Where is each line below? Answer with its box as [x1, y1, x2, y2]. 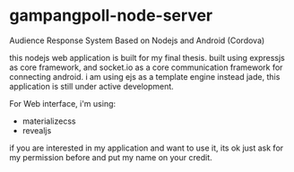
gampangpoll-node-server [9, 5, 213, 26]
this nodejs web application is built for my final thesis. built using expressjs [9, 52, 285, 63]
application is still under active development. [9, 81, 175, 91]
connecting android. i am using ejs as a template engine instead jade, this [9, 71, 281, 82]
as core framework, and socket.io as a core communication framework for [9, 62, 283, 73]
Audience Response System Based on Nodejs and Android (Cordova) [9, 35, 265, 46]
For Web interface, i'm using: [9, 98, 117, 108]
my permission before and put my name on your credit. [9, 151, 212, 162]
